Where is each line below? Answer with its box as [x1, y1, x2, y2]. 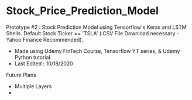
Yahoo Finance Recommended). [6, 36, 84, 43]
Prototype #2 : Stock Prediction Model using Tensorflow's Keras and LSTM [6, 24, 187, 31]
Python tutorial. [14, 54, 52, 61]
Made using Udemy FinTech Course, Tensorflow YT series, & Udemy [14, 47, 180, 54]
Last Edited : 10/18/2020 [14, 60, 73, 67]
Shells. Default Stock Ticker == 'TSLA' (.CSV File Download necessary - [6, 29, 180, 36]
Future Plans [6, 71, 36, 78]
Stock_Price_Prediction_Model [6, 4, 159, 18]
